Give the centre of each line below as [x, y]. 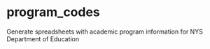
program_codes [54, 12]
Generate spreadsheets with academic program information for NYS [105, 31]
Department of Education [43, 38]
